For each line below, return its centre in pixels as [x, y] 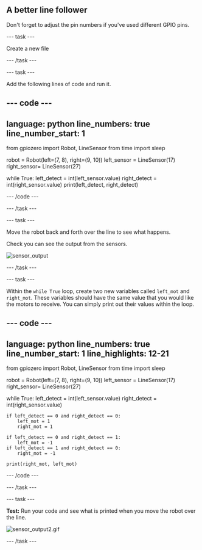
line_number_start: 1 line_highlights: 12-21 [88, 353]
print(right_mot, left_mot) [42, 464]
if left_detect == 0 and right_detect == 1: [64, 438]
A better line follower [47, 10]
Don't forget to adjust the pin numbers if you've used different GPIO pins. [98, 24]
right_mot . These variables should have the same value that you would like [100, 298]
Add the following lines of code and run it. [59, 84]
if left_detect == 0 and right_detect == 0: [64, 416]
